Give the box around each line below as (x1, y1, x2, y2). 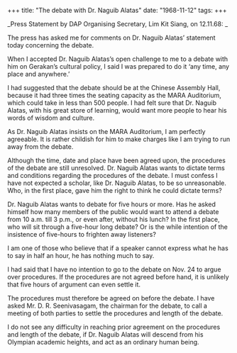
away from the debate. (7, 142, 74, 151)
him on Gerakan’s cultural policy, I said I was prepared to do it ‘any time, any (7, 62, 229, 70)
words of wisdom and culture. (7, 113, 95, 122)
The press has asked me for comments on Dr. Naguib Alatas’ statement (7, 33, 216, 42)
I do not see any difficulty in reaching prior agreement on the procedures (7, 323, 221, 331)
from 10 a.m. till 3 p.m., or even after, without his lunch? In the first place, (7, 215, 220, 223)
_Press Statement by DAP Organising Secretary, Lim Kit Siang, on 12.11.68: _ (7, 20, 228, 28)
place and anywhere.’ (7, 70, 70, 78)
